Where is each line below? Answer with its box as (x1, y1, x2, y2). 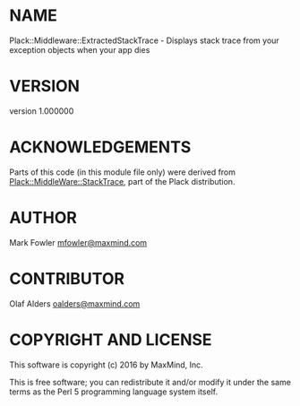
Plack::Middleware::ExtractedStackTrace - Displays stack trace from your (9, 35, 279, 46)
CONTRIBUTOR (9, 268, 125, 289)
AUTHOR (9, 208, 78, 228)
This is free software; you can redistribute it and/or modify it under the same (9, 376, 291, 387)
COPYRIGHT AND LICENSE (9, 329, 212, 350)
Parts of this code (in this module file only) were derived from (9, 167, 236, 177)
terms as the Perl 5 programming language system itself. (9, 386, 218, 397)
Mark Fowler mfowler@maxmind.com (9, 237, 148, 247)
